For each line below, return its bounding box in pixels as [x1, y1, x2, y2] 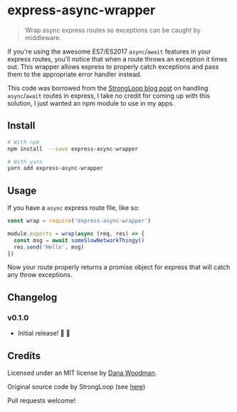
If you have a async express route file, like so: [7, 204, 140, 212]
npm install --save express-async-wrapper [7, 145, 139, 152]
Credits [7, 349, 41, 362]
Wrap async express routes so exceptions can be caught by [24, 26, 201, 34]
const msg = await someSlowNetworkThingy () [14, 236, 144, 244]
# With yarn [7, 158, 43, 166]
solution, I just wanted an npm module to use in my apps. [7, 99, 174, 107]
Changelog [7, 291, 58, 303]
